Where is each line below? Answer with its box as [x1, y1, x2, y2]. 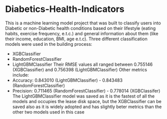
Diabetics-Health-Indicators [5, 3, 125, 15]
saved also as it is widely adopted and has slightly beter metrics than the [12, 104, 162, 110]
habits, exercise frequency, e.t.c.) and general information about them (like [5, 30, 159, 36]
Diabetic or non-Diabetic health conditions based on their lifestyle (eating [5, 25, 156, 31]
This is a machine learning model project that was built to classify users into [5, 20, 161, 26]
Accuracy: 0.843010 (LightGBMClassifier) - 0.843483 [12, 77, 123, 83]
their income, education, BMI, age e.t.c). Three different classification [5, 36, 148, 42]
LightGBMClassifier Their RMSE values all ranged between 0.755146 [12, 61, 153, 67]
